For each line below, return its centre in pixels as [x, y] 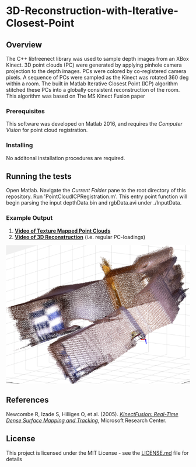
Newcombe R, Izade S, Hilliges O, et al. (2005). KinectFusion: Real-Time [92, 414]
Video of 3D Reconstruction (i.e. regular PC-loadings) [80, 237]
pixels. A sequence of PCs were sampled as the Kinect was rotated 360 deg [97, 77]
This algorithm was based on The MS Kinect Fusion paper [76, 96]
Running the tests [39, 176]
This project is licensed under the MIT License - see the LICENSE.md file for [97, 453]
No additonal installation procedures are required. [66, 158]
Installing [20, 146]
